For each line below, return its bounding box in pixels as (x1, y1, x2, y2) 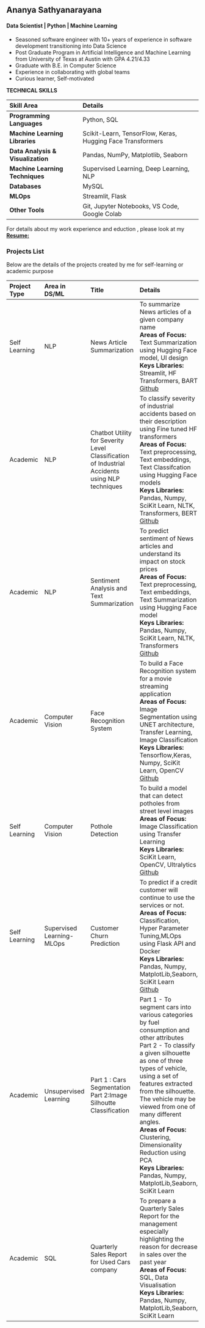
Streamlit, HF (139, 369, 177, 377)
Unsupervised (44, 1087, 85, 1095)
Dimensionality (139, 1141, 182, 1149)
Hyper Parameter (139, 924, 189, 932)
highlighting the (139, 1234, 184, 1243)
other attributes (139, 1033, 184, 1042)
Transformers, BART (139, 376, 198, 385)
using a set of (139, 1071, 179, 1080)
